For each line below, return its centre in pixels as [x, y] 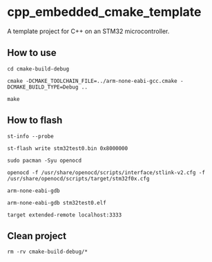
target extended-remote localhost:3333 [65, 215]
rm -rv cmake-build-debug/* [48, 252]
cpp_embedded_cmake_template [104, 12]
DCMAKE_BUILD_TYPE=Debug [43, 87]
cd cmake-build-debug [38, 69]
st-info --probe [30, 136]
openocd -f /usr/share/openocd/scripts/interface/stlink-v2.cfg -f [106, 172]
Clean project [37, 236]
